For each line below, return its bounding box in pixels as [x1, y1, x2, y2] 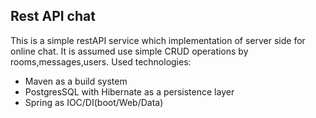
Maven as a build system [24, 75, 128, 87]
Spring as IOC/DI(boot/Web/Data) [24, 96, 164, 108]
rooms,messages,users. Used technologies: [10, 55, 192, 68]
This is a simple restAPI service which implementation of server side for [10, 34, 306, 46]
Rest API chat [10, 8, 96, 25]
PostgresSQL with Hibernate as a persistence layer [24, 85, 235, 98]
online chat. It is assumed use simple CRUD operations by [10, 45, 249, 57]
